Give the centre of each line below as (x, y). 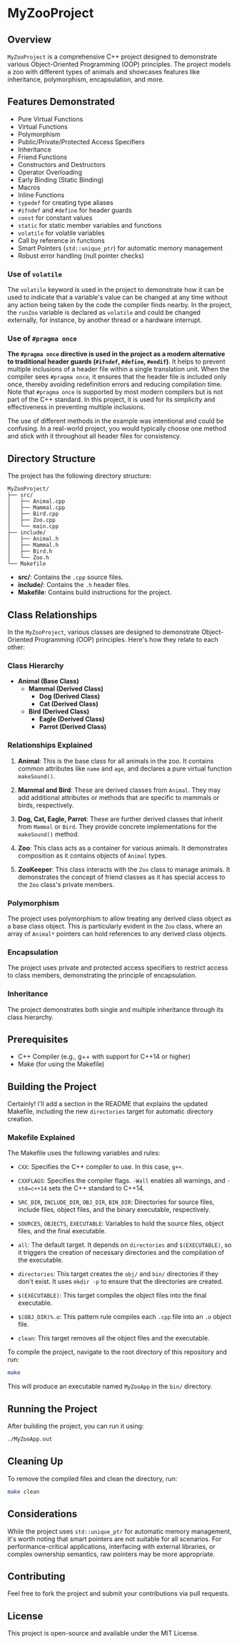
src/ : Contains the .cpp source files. (70, 577)
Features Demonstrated (61, 102)
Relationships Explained (50, 746)
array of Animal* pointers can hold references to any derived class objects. (117, 933)
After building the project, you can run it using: (76, 1426)
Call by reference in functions (61, 240)
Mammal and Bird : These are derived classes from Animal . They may (119, 790)
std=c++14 (32, 1189)
